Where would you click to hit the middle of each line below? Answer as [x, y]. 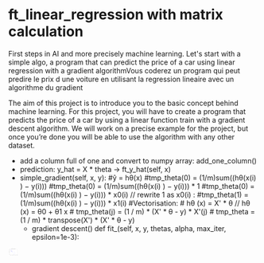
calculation [46, 31]
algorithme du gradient [46, 87]
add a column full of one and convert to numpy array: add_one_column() [138, 160]
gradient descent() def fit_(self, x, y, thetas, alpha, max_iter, [129, 228]
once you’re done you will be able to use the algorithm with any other [122, 136]
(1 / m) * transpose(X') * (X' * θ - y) [77, 220]
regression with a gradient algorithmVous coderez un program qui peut [124, 70]
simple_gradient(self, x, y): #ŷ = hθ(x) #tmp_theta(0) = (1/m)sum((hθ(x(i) [138, 178]
